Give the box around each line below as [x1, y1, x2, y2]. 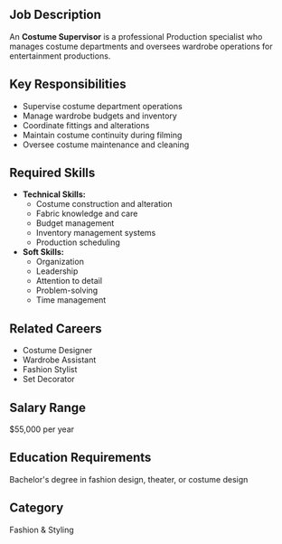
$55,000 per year [9, 424, 75, 435]
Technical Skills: [22, 189, 86, 200]
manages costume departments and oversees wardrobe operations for [9, 41, 273, 52]
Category [9, 501, 64, 516]
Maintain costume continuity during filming [22, 129, 183, 140]
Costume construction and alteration [35, 199, 174, 210]
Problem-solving [35, 285, 99, 296]
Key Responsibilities [9, 77, 127, 92]
